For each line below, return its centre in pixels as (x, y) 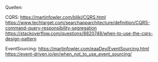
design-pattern (21, 39)
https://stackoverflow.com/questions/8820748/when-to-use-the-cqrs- (79, 33)
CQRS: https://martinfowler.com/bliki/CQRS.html (56, 17)
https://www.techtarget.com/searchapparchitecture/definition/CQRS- (78, 23)
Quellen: (14, 7)
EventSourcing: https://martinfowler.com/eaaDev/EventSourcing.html (77, 49)
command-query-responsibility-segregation (51, 28)
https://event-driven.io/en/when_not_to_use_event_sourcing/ (69, 54)
